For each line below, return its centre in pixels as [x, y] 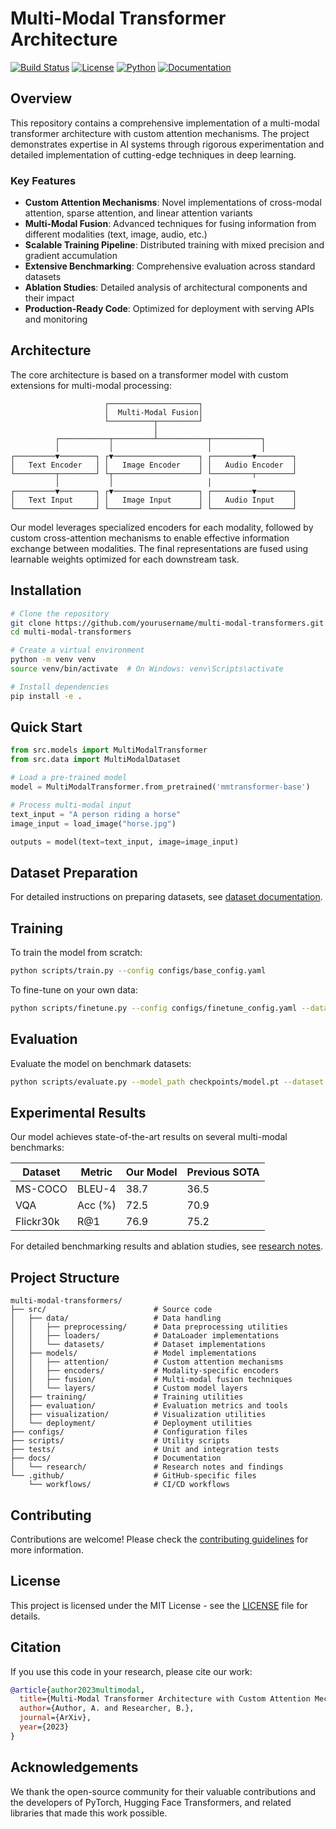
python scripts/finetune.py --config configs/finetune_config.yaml [154, 1008]
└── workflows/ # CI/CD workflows [129, 1485]
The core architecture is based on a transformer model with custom [149, 374]
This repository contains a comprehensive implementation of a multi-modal [165, 123]
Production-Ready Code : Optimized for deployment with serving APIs [169, 309]
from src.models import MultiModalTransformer [109, 750]
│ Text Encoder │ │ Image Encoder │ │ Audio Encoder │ [154, 465]
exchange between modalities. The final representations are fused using [159, 548]
